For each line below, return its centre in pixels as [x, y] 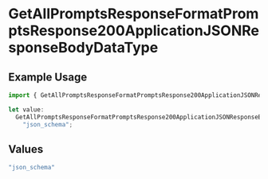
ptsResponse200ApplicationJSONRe [134, 31]
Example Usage [48, 77]
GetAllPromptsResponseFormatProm [134, 14]
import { [23, 95]
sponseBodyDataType [83, 48]
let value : [26, 109]
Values [26, 149]
